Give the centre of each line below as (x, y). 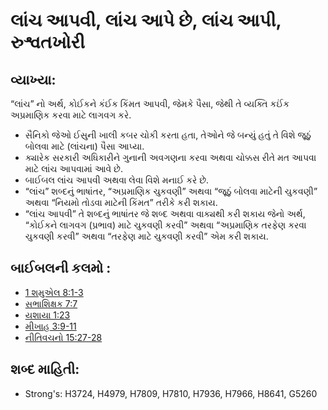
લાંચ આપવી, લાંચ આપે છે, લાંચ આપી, (146, 20)
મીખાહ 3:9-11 (50, 326)
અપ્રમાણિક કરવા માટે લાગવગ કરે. (71, 115)
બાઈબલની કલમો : (61, 268)
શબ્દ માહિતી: (45, 369)
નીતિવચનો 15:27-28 (63, 337)
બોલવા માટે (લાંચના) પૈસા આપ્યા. (84, 146)
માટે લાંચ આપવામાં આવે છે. (73, 168)
